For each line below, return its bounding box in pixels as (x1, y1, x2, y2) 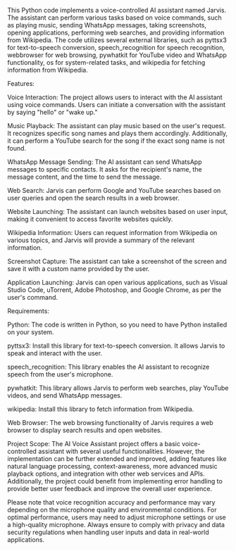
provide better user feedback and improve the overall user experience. (7, 485, 213, 493)
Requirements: (7, 307, 49, 315)
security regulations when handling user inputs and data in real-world (7, 528, 209, 536)
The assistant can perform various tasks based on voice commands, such (7, 13, 222, 22)
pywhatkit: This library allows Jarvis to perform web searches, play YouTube (7, 384, 229, 392)
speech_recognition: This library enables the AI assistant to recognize (7, 362, 210, 371)
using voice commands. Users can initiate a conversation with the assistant (7, 101, 226, 108)
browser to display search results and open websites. (7, 426, 163, 434)
